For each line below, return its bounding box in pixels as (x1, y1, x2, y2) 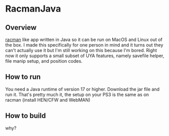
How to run (5, 73, 41, 81)
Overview (5, 23, 37, 32)
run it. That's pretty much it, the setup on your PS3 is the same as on (5, 92, 149, 98)
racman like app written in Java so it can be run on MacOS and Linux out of (5, 36, 163, 42)
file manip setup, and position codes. (5, 58, 83, 64)
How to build (5, 112, 46, 120)
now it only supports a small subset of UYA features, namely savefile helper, (5, 53, 164, 59)
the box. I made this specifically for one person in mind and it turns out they (5, 42, 163, 48)
